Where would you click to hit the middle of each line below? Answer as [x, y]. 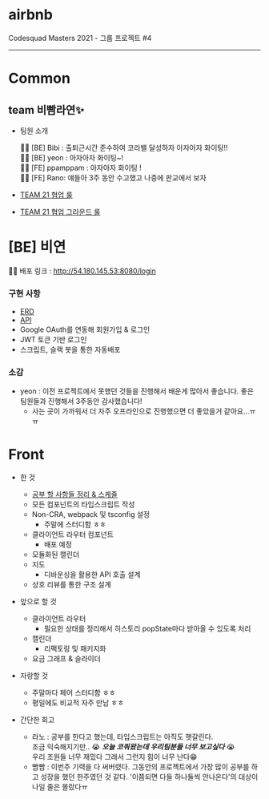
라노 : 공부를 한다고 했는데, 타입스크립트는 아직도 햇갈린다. [122, 737]
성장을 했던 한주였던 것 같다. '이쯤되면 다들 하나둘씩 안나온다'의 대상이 [149, 777]
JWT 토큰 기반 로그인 [53, 340]
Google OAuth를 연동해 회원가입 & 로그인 [85, 329]
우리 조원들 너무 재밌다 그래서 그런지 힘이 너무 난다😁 [114, 757]
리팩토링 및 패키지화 [75, 649]
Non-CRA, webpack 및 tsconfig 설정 [91, 515]
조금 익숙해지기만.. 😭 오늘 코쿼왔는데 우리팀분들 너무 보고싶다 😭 [133, 747]
